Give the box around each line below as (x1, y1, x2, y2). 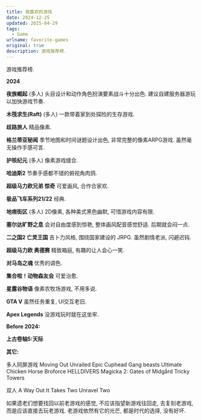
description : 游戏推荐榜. (6, 48, 67, 54)
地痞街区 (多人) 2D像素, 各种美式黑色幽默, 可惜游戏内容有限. (6, 208, 155, 215)
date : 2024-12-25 (6, 15, 50, 21)
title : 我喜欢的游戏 (6, 8, 52, 15)
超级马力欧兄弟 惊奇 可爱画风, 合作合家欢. (6, 182, 109, 189)
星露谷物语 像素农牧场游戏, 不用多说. (6, 285, 97, 292)
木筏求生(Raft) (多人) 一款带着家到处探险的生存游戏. (6, 110, 135, 118)
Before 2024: (6, 323, 40, 330)
